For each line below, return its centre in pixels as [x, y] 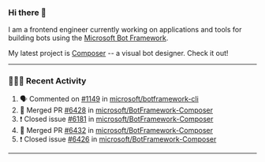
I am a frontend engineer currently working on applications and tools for [125, 30]
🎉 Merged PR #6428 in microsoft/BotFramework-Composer [116, 110]
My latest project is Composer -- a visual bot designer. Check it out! [118, 53]
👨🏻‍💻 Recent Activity [47, 81]
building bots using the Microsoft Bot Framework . [88, 38]
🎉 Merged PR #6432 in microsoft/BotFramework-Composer [116, 130]
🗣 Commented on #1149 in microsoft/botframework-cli [109, 98]
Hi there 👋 [28, 13]
